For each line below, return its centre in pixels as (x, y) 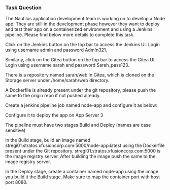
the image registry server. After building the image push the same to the (80, 157)
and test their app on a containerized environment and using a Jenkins (79, 29)
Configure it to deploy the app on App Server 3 (54, 115)
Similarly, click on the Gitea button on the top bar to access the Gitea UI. (81, 60)
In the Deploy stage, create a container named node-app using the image (82, 172)
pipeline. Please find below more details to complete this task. (70, 35)
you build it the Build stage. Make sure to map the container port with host (83, 177)
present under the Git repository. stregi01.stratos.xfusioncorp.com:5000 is (83, 151)
